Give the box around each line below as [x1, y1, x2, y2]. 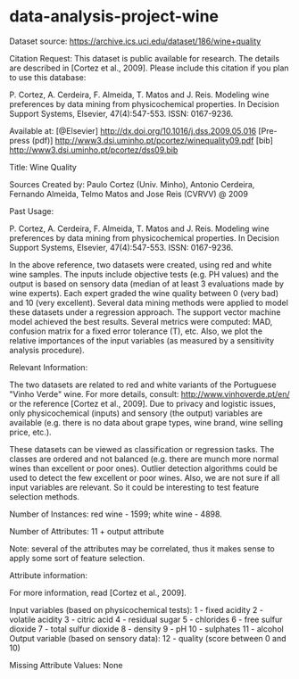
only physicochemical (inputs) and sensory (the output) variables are [9, 408, 263, 418]
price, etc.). [9, 426, 52, 437]
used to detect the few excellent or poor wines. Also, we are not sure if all [9, 472, 280, 483]
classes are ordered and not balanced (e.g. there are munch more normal [9, 453, 279, 464]
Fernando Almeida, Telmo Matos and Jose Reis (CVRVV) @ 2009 [9, 188, 248, 199]
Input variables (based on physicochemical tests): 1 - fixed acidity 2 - [9, 604, 263, 615]
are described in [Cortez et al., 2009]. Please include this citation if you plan [9, 62, 289, 73]
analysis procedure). [9, 344, 85, 355]
